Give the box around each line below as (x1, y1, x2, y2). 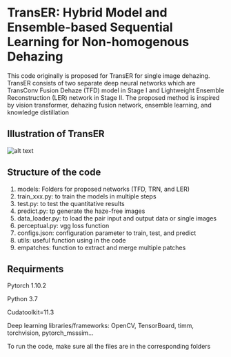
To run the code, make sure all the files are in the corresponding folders (7, 343, 211, 351)
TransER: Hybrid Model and (7, 5, 168, 21)
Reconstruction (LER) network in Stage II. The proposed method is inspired (7, 93, 220, 101)
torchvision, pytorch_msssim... (7, 329, 94, 337)
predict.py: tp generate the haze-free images (17, 207, 145, 215)
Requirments (7, 263, 64, 275)
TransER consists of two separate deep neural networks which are (7, 79, 196, 87)
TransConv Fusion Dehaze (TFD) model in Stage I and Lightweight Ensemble (7, 86, 225, 94)
